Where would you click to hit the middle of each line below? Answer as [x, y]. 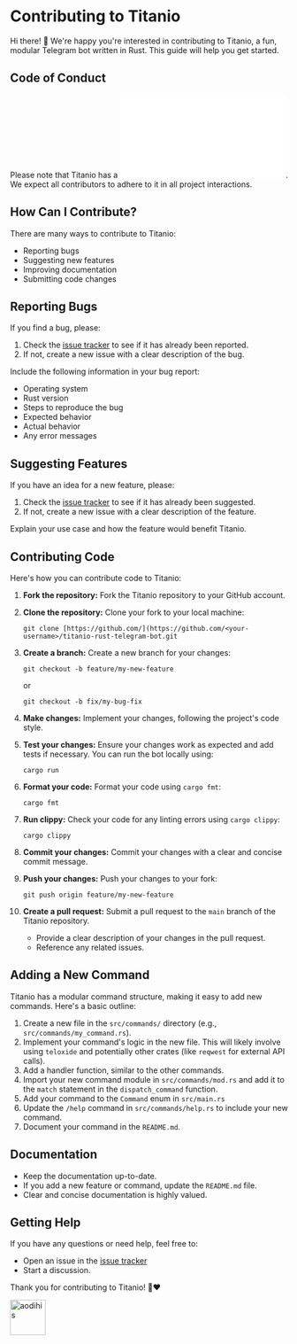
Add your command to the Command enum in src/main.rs [124, 1098]
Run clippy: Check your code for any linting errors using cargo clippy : [152, 820]
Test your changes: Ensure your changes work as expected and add [148, 745]
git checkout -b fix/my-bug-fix [82, 702]
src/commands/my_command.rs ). [77, 1032]
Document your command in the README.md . [101, 1126]
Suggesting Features [69, 464]
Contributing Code [62, 557]
